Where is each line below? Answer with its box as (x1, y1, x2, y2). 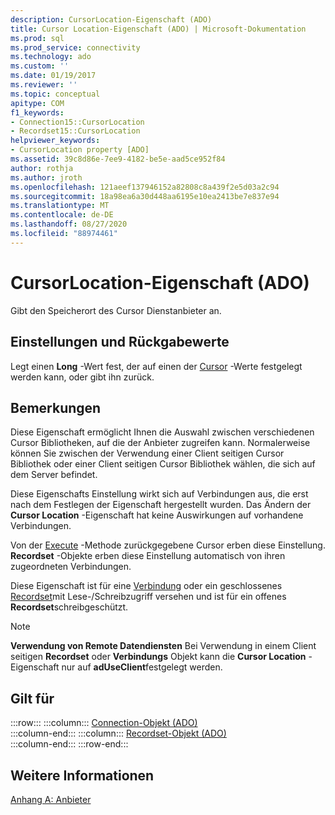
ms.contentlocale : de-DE (10, 210, 114, 220)
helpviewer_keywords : (10, 136, 101, 146)
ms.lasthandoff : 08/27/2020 (10, 219, 128, 230)
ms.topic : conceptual (10, 89, 101, 99)
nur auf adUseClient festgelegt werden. (61, 661, 223, 673)
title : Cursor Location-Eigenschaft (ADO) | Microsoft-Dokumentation (10, 24, 307, 34)
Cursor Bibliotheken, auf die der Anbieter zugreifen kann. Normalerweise (10, 437, 311, 449)
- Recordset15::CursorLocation (10, 126, 141, 136)
